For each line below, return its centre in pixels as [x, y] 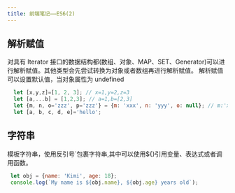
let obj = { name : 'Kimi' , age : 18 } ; [64, 176]
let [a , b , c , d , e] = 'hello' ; [57, 113]
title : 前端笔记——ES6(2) [41, 14]
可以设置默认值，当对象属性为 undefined [66, 79]
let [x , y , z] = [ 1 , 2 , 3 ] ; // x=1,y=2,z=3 [72, 93]
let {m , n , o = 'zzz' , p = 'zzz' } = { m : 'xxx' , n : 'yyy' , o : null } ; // [114, 106]
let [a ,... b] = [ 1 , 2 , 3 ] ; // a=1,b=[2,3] [73, 99]
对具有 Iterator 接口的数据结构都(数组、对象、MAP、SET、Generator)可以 [113, 62]
